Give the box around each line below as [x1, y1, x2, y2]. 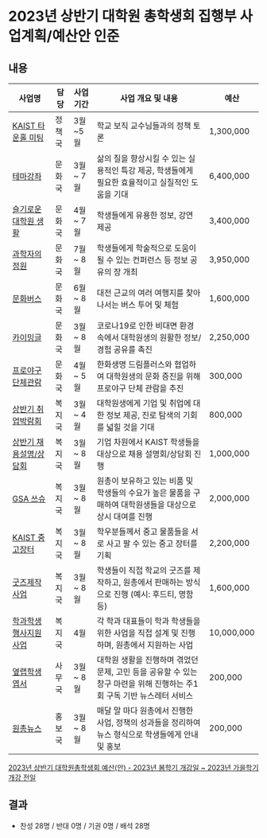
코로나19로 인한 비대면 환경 [96, 320, 195, 331]
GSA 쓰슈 [12, 493, 46, 504]
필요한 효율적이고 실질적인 [96, 177, 189, 188]
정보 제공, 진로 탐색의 [106, 410, 181, 420]
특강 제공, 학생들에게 [120, 165, 194, 176]
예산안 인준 [52, 27, 120, 45]
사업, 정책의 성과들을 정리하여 [96, 717, 201, 728]
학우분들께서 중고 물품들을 [96, 526, 189, 537]
